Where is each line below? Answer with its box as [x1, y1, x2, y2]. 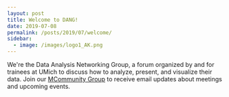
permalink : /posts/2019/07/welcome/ [7, 29, 112, 36]
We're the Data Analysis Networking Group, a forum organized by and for [7, 61, 215, 68]
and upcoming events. [7, 83, 71, 90]
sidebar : [7, 36, 32, 42]
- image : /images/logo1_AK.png [13, 42, 103, 48]
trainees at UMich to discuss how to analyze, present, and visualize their [7, 68, 212, 76]
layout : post [7, 10, 45, 17]
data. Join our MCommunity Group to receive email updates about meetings [7, 75, 222, 83]
